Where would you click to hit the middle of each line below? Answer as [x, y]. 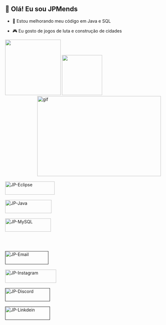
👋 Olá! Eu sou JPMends [41, 9]
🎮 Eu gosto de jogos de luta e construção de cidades [67, 31]
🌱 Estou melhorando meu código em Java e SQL [62, 21]
